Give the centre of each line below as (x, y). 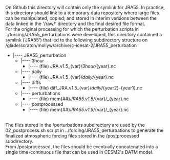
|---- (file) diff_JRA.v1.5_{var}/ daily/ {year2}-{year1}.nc (85, 88)
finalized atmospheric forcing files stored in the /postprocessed (72, 136)
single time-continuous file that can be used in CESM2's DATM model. (79, 152)
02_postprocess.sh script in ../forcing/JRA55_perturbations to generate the (84, 130)
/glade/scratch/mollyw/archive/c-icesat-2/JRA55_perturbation (71, 45)
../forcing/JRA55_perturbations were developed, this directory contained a (84, 35)
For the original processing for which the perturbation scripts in (72, 29)
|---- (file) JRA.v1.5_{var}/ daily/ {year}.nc (71, 77)
